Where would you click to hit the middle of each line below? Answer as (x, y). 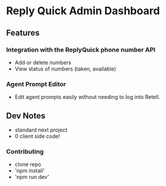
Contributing (25, 151)
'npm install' (30, 171)
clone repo (28, 165)
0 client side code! (37, 136)
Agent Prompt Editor (36, 84)
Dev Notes (26, 116)
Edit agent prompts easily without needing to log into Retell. (87, 97)
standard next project (41, 130)
